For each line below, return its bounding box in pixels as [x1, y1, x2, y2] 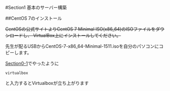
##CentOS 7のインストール [5, 15, 62, 21]
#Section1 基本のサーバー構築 [5, 5, 67, 10]
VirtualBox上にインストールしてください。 [32, 33, 121, 38]
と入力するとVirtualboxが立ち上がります [5, 80, 89, 86]
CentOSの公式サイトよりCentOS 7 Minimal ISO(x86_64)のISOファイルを [5, 26, 156, 32]
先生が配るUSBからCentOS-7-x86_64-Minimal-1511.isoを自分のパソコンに [5, 43, 159, 49]
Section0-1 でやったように [5, 60, 59, 66]
